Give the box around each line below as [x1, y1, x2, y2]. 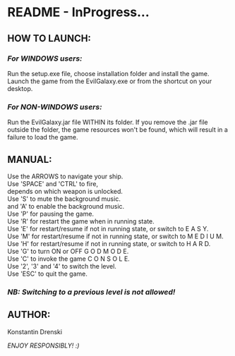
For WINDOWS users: [7, 54, 83, 63]
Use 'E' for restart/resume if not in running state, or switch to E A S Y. [7, 224, 209, 233]
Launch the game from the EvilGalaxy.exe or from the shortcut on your [7, 77, 212, 85]
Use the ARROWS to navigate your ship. [7, 172, 123, 180]
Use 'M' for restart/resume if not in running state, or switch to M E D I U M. [7, 232, 224, 240]
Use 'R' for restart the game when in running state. [7, 216, 155, 226]
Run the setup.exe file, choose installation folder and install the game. [7, 69, 210, 78]
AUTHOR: [7, 309, 51, 321]
